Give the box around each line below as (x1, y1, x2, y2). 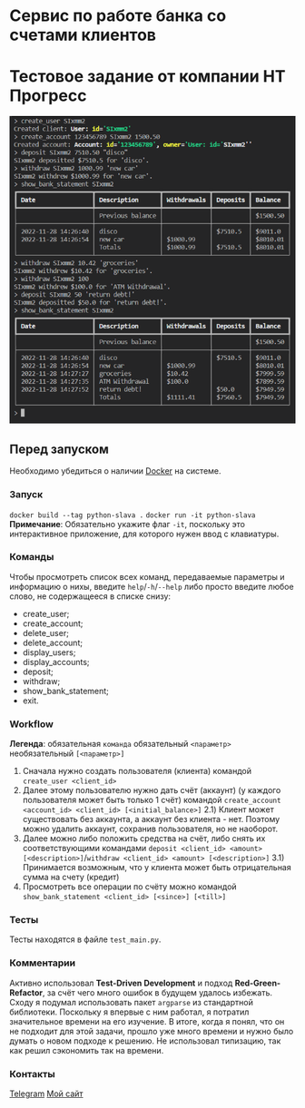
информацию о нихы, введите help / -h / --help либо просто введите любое (9, 581, 294, 592)
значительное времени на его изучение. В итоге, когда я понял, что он (9, 1015, 285, 1026)
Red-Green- (234, 977, 281, 988)
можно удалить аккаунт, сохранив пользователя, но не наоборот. (22, 823, 279, 835)
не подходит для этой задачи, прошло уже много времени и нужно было (9, 1025, 294, 1036)
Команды (9, 551, 54, 564)
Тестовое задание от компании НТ (9, 66, 286, 87)
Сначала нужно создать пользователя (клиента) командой (22, 766, 252, 777)
